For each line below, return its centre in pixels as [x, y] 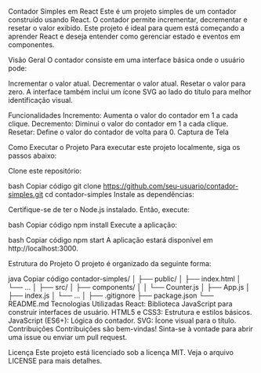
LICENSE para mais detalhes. [55, 361]
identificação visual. [40, 100]
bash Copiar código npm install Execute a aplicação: [93, 225]
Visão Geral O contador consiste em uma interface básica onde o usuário [127, 60]
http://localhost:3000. [43, 248]
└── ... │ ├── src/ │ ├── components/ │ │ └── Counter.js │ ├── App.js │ [129, 287]
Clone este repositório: [45, 171]
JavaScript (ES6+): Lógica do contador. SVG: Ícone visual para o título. [122, 320]
